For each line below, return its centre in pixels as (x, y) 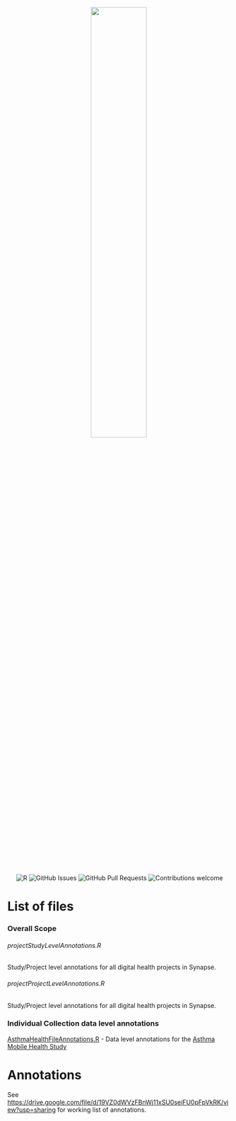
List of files (41, 907)
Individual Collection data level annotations (83, 1024)
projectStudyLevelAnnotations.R (54, 945)
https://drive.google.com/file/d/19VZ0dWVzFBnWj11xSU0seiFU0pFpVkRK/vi (118, 1102)
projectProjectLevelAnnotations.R (56, 983)
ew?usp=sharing (32, 1110)
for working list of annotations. (102, 1110)
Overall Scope (32, 929)
